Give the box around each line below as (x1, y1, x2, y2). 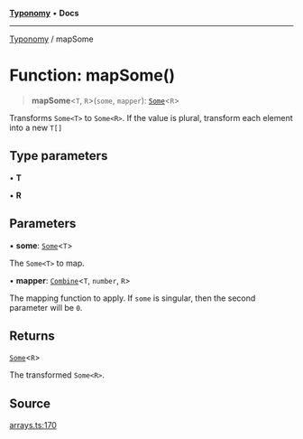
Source (9, 396, 51, 411)
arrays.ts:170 (9, 420, 57, 431)
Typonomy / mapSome (9, 33, 95, 44)
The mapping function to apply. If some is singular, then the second (9, 293, 256, 304)
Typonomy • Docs (9, 8, 79, 18)
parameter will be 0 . (9, 302, 83, 313)
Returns (9, 328, 56, 343)
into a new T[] (9, 122, 63, 133)
